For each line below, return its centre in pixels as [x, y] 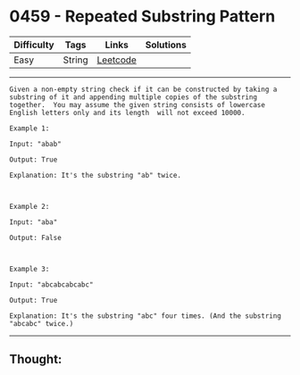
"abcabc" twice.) [42, 323]
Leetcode [117, 60]
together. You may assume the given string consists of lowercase [137, 104]
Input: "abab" [36, 144]
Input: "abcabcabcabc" [51, 284]
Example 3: [29, 269]
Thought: [36, 359]
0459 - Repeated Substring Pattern [142, 17]
